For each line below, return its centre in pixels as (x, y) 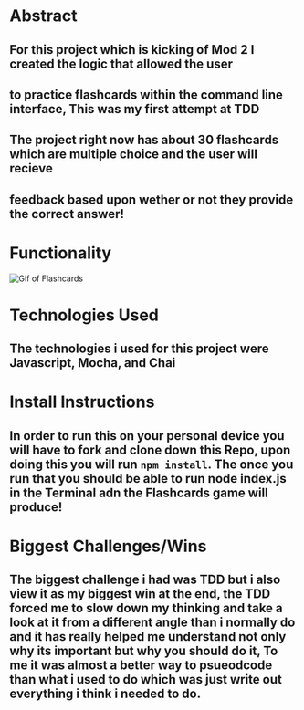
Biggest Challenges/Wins (108, 546)
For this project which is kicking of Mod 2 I (132, 50)
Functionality (61, 253)
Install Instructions (82, 402)
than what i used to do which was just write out (146, 679)
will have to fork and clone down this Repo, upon (150, 449)
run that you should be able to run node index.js (148, 479)
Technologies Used (84, 315)
